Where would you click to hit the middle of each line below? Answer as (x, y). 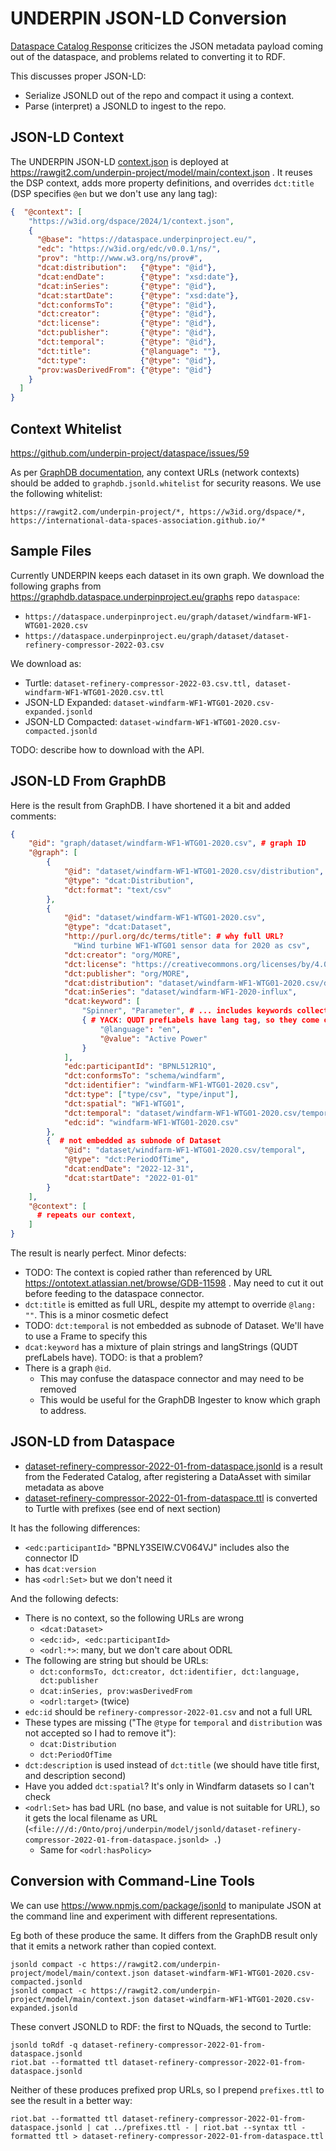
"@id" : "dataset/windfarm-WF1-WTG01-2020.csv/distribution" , (194, 872)
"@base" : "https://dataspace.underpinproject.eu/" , (146, 240)
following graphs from (56, 586)
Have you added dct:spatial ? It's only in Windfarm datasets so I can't (169, 1786)
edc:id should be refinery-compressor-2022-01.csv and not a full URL (168, 1711)
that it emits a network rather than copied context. (113, 1946)
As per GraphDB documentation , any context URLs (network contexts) (155, 472)
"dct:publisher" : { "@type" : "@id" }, (126, 333)
